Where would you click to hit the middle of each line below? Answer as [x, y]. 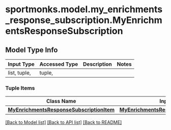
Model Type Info [32, 50]
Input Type [21, 64]
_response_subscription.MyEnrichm [84, 20]
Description [97, 64]
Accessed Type [59, 64]
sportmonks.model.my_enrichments [84, 9]
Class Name [61, 101]
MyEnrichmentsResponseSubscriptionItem [61, 110]
